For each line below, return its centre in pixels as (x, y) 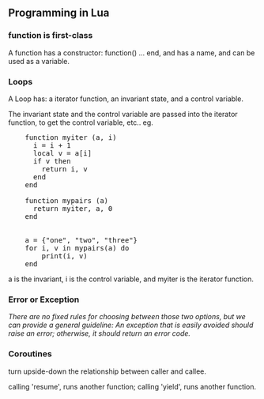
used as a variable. (39, 61)
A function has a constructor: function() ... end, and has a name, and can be (132, 53)
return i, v (65, 169)
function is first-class (51, 36)
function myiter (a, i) (71, 137)
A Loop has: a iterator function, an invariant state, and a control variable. (126, 99)
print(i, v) (65, 256)
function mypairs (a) (67, 200)
